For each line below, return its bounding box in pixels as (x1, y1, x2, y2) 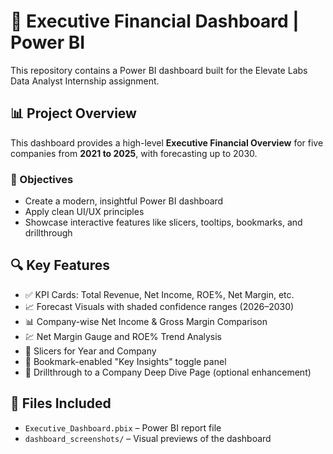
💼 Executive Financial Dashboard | (10, 10, 300, 33)
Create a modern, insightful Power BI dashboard (24, 195, 224, 207)
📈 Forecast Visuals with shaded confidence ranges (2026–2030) (24, 300, 295, 312)
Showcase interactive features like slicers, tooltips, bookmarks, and (24, 216, 303, 229)
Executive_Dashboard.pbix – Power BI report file (24, 421, 222, 434)
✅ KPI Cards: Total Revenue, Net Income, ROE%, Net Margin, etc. (24, 288, 295, 300)
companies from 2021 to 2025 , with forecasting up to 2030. (10, 147, 258, 159)
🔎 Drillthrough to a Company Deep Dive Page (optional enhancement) (24, 366, 312, 378)
